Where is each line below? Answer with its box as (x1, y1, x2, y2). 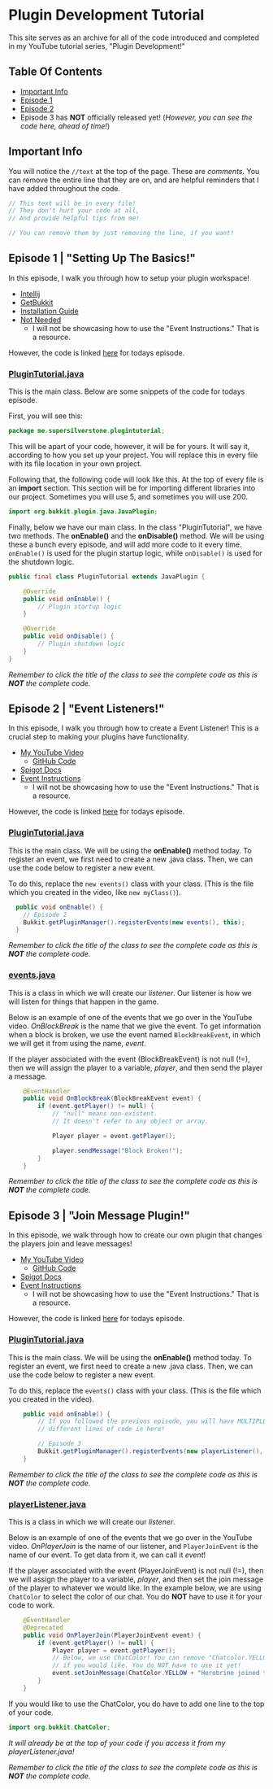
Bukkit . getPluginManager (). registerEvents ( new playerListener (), (37, 1447, 264, 1455)
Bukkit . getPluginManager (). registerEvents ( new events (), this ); (23, 918, 245, 927)
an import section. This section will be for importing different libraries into (8, 483, 256, 493)
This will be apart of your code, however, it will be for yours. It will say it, (8, 442, 250, 452)
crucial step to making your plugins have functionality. (8, 732, 189, 742)
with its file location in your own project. (8, 459, 142, 469)
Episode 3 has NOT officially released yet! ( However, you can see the (19, 112, 253, 122)
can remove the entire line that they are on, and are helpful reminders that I (8, 175, 259, 185)
